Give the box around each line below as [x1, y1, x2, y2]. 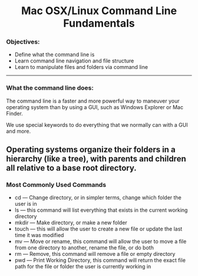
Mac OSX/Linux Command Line [21, 4, 177, 18]
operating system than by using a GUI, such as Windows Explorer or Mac [6, 103, 184, 110]
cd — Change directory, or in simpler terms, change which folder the [14, 194, 181, 201]
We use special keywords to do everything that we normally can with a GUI [6, 121, 188, 128]
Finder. [6, 110, 24, 117]
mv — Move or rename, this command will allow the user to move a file [14, 238, 187, 245]
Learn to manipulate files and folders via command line [14, 64, 148, 71]
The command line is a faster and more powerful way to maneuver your [6, 97, 180, 104]
